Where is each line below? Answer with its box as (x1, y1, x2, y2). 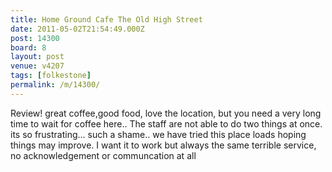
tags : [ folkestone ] (10, 71, 92, 81)
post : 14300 (10, 33, 60, 43)
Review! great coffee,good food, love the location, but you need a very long (10, 107, 322, 119)
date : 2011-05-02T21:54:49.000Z (10, 24, 145, 34)
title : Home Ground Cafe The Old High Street (10, 14, 203, 25)
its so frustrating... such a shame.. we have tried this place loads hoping (10, 128, 307, 140)
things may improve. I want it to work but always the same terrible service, (10, 139, 317, 151)
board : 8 (10, 42, 47, 53)
